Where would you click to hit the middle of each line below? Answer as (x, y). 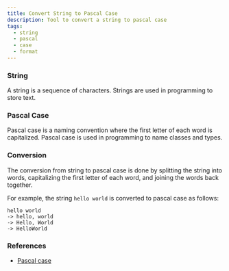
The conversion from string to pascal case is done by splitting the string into (115, 170)
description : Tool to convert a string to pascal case (87, 20)
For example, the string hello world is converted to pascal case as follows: (113, 198)
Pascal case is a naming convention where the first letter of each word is (110, 130)
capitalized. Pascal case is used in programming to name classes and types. (115, 138)
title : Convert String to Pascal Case (62, 13)
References (27, 246)
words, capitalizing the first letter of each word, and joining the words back (113, 177)
